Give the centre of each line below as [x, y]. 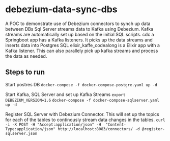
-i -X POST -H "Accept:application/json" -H [53, 124]
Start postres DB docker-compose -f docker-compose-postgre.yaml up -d [81, 84]
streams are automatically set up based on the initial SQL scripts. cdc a [80, 34]
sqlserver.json [21, 133]
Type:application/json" [31, 129]
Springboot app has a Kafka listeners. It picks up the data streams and [79, 40]
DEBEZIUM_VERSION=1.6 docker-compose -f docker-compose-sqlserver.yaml [82, 100]
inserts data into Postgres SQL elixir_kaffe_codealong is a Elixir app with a [83, 45]
